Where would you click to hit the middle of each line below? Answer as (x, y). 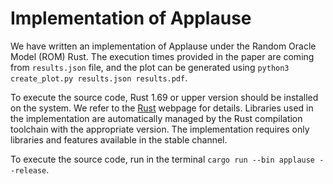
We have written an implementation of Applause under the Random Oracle (163, 46)
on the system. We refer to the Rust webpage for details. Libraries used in (162, 108)
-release (28, 170)
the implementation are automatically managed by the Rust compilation (156, 118)
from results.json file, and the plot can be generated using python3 (150, 67)
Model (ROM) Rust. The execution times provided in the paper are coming (162, 56)
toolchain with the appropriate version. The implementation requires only (160, 129)
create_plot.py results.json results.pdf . (99, 78)
